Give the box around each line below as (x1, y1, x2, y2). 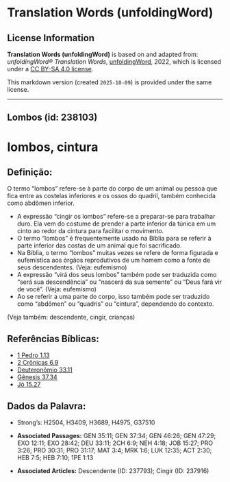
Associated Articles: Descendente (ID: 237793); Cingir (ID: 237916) (16, 467, 209, 475)
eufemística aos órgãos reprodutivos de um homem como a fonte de (16, 256, 211, 265)
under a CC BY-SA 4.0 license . (7, 65, 94, 73)
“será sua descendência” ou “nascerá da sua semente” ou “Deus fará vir (16, 278, 222, 286)
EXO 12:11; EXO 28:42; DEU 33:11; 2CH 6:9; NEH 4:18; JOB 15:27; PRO (16, 439, 214, 447)
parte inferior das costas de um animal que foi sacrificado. (16, 241, 182, 250)
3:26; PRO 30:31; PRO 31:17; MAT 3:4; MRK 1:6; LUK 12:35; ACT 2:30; (16, 446, 212, 455)
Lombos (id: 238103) (7, 112, 98, 123)
